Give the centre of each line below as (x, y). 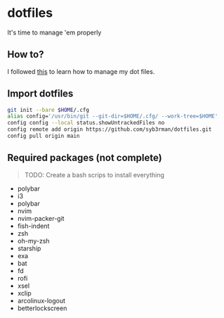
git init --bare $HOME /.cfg (48, 110)
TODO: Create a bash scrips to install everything (94, 174)
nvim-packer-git (41, 218)
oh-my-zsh (34, 241)
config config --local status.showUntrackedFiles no (86, 123)
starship (29, 248)
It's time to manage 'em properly (54, 32)
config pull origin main (44, 136)
